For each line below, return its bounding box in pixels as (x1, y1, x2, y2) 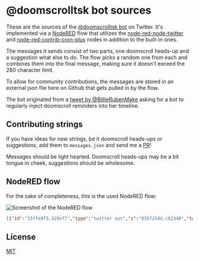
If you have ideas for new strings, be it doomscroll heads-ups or (6, 135, 163, 142)
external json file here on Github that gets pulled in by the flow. (6, 84, 159, 91)
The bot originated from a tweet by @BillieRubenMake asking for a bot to (6, 96, 184, 103)
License (6, 231, 36, 242)
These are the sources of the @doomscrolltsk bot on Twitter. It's (6, 23, 163, 30)
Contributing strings (6, 120, 83, 130)
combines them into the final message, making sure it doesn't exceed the (6, 60, 185, 67)
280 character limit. (6, 66, 54, 73)
